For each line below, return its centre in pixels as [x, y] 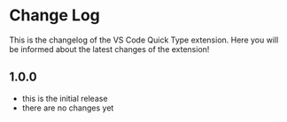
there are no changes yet [68, 108]
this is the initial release [65, 98]
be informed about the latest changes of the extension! [109, 49]
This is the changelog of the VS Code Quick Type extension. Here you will [144, 40]
